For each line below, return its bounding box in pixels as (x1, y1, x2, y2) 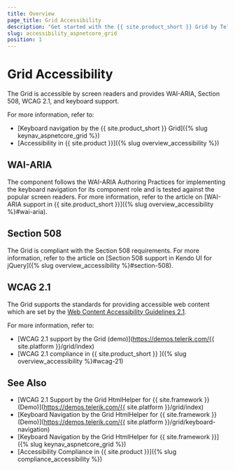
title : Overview (7, 10, 55, 17)
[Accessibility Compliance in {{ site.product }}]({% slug (17, 448, 177, 456)
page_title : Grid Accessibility (7, 17, 101, 24)
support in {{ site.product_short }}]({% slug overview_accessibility (23, 200, 214, 208)
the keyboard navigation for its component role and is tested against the (7, 185, 215, 193)
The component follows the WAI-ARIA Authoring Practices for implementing (7, 178, 226, 186)
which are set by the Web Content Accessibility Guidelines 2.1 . (7, 307, 187, 315)
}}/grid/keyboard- (164, 418, 216, 427)
